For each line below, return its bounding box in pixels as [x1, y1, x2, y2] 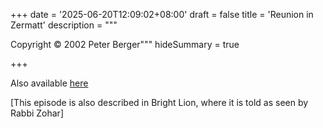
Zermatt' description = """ [10, 19, 118, 31]
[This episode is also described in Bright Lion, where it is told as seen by [10, 97, 309, 108]
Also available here [10, 77, 89, 89]
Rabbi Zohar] [10, 107, 64, 119]
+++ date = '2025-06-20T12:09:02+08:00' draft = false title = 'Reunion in [10, 9, 314, 20]
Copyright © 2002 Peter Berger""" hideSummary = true [10, 39, 240, 50]
